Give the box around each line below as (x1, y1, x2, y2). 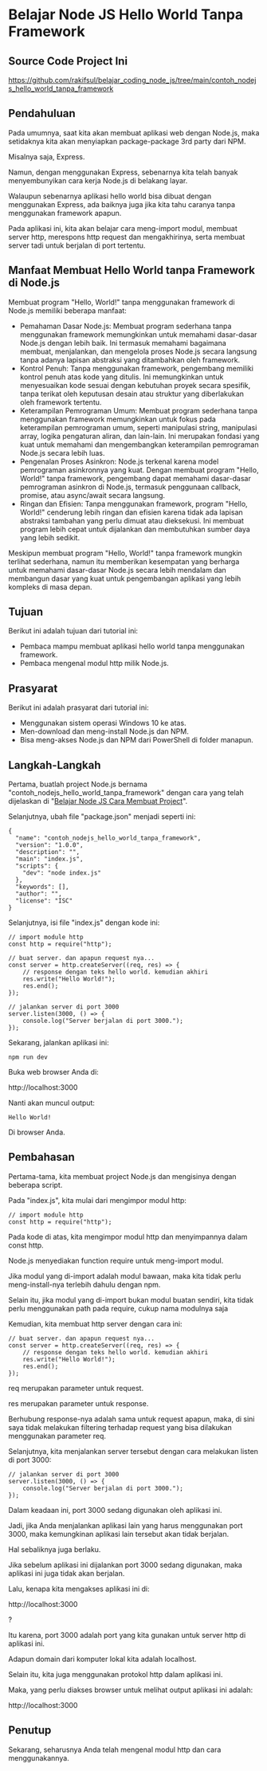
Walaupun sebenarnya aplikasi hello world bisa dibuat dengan (8, 191, 212, 201)
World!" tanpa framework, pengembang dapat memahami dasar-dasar (19, 473, 251, 483)
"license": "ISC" (15, 897, 73, 905)
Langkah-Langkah (8, 758, 101, 772)
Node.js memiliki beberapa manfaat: (8, 305, 128, 315)
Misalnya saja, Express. (8, 151, 85, 161)
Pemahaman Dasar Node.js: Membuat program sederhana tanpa (19, 321, 232, 331)
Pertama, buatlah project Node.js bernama (8, 779, 147, 790)
